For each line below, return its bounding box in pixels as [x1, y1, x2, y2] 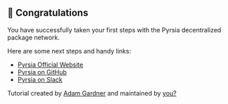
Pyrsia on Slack [17, 75, 63, 84]
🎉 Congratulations [7, 7, 89, 19]
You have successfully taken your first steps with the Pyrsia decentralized [7, 25, 222, 34]
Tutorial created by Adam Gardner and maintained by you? [7, 89, 177, 97]
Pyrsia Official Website [17, 60, 84, 69]
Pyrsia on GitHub [17, 67, 67, 76]
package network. [7, 33, 60, 41]
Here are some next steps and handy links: [7, 46, 132, 55]
